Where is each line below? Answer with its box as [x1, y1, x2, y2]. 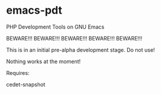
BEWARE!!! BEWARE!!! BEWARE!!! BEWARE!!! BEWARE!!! [6, 35, 143, 42]
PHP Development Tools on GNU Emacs [6, 23, 104, 30]
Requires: [6, 69, 30, 76]
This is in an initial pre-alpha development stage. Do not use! [6, 46, 155, 54]
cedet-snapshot [6, 81, 46, 88]
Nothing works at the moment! [6, 58, 81, 65]
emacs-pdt [6, 4, 63, 17]
